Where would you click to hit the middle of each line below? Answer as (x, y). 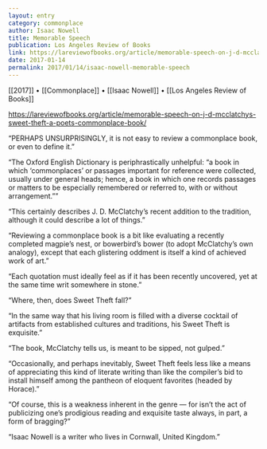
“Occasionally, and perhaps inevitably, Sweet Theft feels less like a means (130, 363)
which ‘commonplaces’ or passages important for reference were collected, (132, 170)
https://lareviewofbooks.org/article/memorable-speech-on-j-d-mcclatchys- (132, 114)
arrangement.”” (33, 195)
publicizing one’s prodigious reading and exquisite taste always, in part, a (128, 412)
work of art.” (29, 261)
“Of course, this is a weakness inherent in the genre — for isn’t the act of (127, 404)
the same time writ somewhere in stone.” (75, 285)
